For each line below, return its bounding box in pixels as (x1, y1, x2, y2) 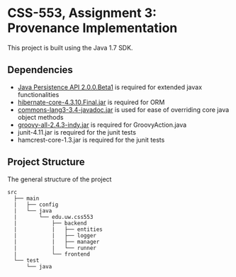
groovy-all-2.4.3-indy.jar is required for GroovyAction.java (17, 120, 187, 129)
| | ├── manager (13, 238, 100, 245)
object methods (17, 113, 64, 121)
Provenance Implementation (7, 20, 178, 36)
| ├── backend (13, 220, 87, 227)
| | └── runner (13, 244, 97, 251)
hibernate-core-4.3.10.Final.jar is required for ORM (17, 98, 165, 106)
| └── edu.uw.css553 (13, 213, 94, 220)
